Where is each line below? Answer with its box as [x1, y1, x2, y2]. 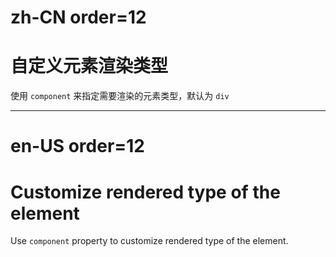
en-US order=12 [10, 135, 146, 158]
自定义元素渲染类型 [10, 55, 169, 78]
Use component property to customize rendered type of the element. [10, 235, 289, 247]
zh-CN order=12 [10, 6, 147, 29]
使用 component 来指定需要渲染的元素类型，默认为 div [10, 90, 230, 102]
